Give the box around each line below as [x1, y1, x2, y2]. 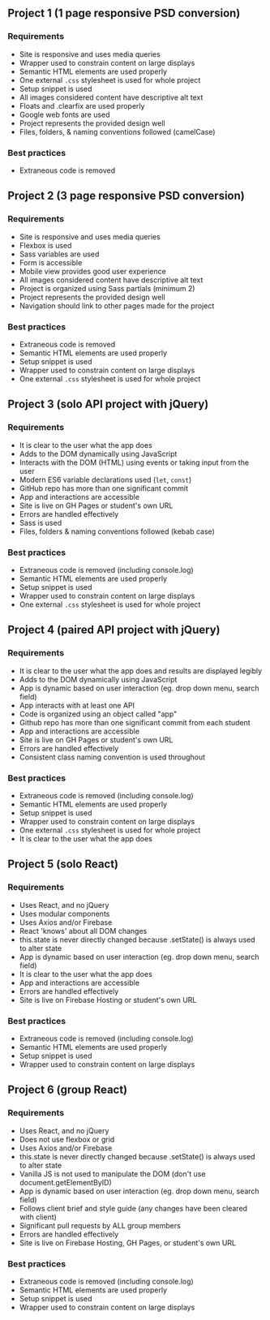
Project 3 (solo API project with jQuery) [7, 398, 209, 411]
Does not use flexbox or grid [19, 1134, 115, 1144]
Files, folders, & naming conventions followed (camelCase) [19, 127, 216, 136]
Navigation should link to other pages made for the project [19, 300, 215, 311]
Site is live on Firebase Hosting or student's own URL [19, 995, 197, 1004]
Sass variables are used [19, 249, 100, 259]
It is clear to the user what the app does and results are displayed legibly [19, 665, 263, 676]
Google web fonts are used [19, 110, 110, 119]
